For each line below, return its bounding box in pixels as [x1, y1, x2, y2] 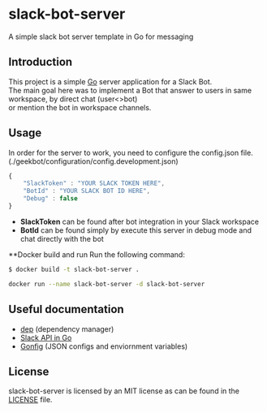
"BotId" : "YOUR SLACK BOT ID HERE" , [23, 187, 151, 195]
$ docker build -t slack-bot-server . [8, 265, 140, 273]
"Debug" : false [23, 195, 79, 203]
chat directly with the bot [19, 234, 104, 243]
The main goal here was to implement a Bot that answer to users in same [8, 85, 252, 95]
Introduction [8, 55, 73, 69]
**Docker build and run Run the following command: [8, 249, 185, 260]
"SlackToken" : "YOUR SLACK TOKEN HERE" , [23, 179, 165, 187]
